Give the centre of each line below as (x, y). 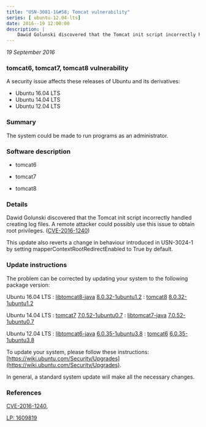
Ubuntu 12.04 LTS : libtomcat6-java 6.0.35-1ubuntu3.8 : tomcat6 (87, 333)
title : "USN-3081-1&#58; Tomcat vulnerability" (68, 12)
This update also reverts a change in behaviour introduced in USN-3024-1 (100, 243)
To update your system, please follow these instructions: (78, 352)
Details (17, 204)
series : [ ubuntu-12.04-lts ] (44, 18)
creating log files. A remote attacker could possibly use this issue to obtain (101, 224)
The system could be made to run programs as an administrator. (87, 135)
